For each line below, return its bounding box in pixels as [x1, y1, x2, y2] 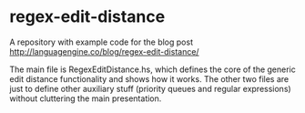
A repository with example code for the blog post [9, 36, 194, 47]
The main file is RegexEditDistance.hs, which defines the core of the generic [9, 64, 296, 75]
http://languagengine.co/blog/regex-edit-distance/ [9, 46, 199, 56]
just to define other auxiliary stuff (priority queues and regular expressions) [9, 83, 291, 94]
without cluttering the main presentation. [9, 93, 162, 104]
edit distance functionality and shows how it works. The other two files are [9, 73, 290, 84]
